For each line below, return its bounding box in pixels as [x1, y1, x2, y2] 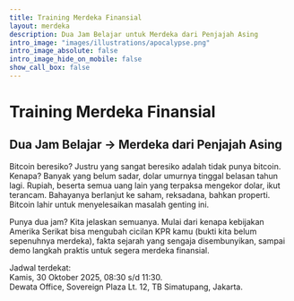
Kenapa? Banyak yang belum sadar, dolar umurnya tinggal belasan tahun [9, 170, 279, 181]
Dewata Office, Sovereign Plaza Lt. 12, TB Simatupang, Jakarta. [9, 281, 244, 292]
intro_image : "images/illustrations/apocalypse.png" [9, 38, 211, 47]
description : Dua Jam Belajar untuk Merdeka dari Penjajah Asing [9, 30, 258, 39]
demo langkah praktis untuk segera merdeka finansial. [9, 245, 211, 255]
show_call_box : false [9, 64, 91, 73]
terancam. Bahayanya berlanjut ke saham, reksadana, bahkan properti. [9, 189, 271, 200]
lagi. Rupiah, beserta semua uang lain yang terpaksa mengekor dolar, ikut [9, 180, 281, 191]
